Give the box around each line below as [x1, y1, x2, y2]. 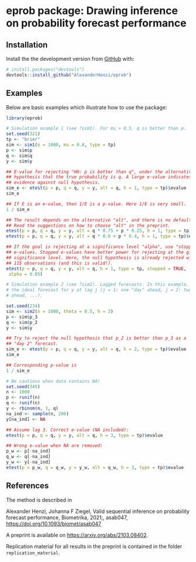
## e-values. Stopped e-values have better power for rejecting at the [6, 250, 184, 256]
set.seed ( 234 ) [6, 303, 41, 309]
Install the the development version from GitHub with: [6, 56, 134, 62]
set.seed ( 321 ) [6, 131, 41, 137]
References [6, 481, 49, 491]
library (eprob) [6, 115, 43, 121]
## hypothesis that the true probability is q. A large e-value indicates [6, 174, 192, 180]
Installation [6, 40, 48, 50]
